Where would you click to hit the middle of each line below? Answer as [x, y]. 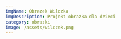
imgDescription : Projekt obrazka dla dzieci [61, 17]
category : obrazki [28, 22]
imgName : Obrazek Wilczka [37, 11]
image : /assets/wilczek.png [40, 27]
